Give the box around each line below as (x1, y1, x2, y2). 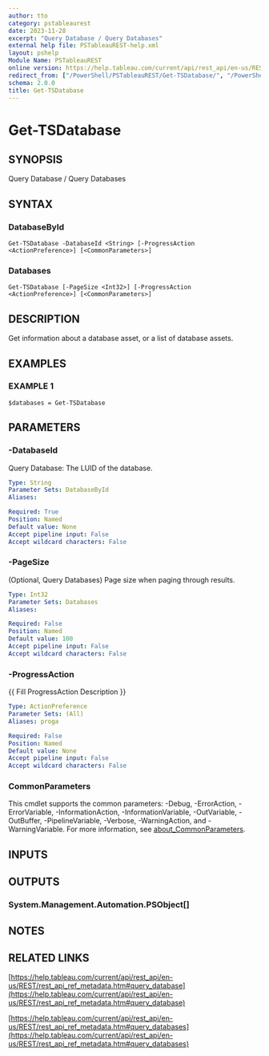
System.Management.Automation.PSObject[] (8, 900, 190, 911)
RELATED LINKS (8, 951, 90, 965)
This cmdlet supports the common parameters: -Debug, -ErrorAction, (8, 799, 238, 809)
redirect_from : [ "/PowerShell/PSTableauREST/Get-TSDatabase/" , (8, 71, 224, 79)
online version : (8, 64, 62, 72)
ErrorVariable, (8, 807, 54, 817)
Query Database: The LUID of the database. (8, 463, 154, 473)
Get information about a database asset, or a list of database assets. (8, 334, 234, 343)
